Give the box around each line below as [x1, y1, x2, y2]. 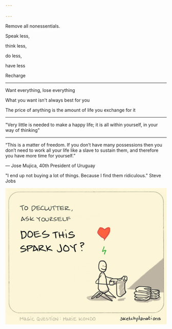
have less [5, 62, 26, 68]
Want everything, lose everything [5, 87, 75, 93]
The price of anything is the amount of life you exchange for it [5, 107, 136, 113]
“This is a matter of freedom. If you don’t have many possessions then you [5, 142, 163, 148]
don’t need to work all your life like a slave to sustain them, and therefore [5, 147, 159, 153]
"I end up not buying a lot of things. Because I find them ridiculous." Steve [5, 172, 161, 178]
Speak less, [5, 33, 30, 39]
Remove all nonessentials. [5, 23, 60, 29]
